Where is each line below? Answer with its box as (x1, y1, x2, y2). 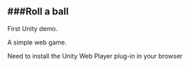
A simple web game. (7, 38, 67, 47)
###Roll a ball (7, 6, 69, 18)
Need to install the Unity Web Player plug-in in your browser (7, 51, 183, 60)
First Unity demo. (7, 24, 58, 32)
